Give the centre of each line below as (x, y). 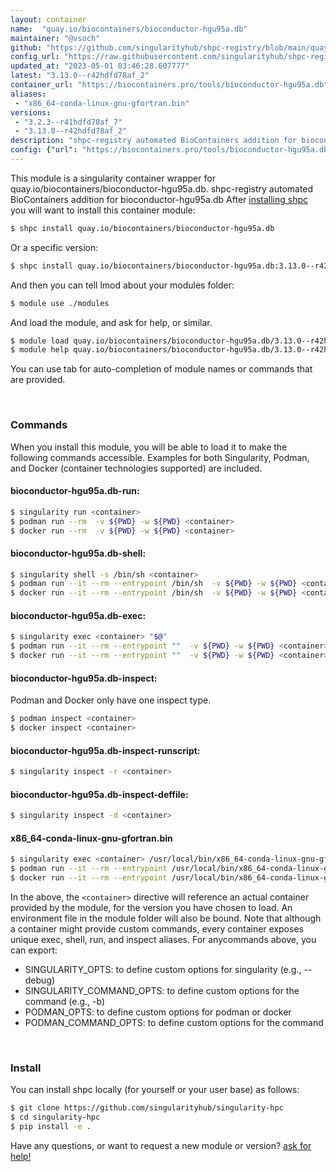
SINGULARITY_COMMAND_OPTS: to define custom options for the (162, 990)
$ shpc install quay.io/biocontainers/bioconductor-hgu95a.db (142, 228)
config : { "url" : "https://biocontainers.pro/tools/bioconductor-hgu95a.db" (171, 150)
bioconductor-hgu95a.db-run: (75, 491)
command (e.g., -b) (65, 1001)
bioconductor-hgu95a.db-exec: (78, 615)
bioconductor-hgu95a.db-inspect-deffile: (99, 794)
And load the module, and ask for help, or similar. (111, 322)
